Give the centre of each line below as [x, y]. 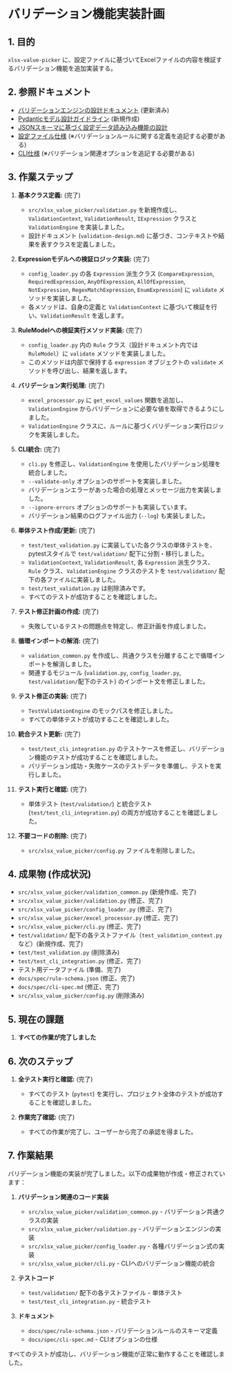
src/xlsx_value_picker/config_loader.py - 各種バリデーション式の [123, 1246]
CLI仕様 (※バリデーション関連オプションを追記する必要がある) [106, 153]
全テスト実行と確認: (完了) [55, 1079]
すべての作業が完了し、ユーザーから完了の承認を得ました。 [113, 1132]
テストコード [36, 1278]
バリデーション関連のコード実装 [63, 1197]
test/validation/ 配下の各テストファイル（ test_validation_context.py [120, 935]
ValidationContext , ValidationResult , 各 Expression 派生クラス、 [121, 562]
